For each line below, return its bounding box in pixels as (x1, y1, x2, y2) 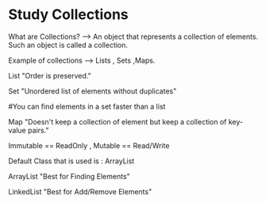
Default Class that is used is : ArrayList (8, 156, 135, 166)
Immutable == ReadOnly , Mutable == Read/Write (8, 140, 170, 150)
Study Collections (8, 6, 129, 24)
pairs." (27, 125, 49, 135)
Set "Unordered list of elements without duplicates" (8, 86, 177, 96)
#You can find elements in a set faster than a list (8, 101, 166, 111)
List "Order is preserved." (8, 71, 91, 80)
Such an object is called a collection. (8, 40, 129, 49)
